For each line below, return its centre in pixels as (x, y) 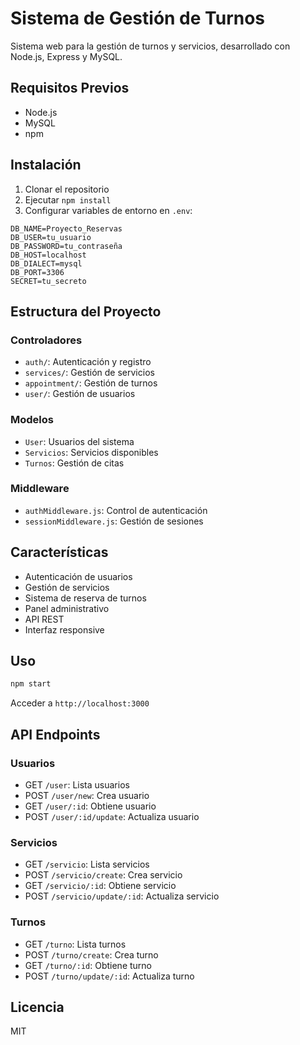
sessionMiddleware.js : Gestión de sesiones (114, 521)
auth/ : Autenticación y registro (88, 362)
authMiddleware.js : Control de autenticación (116, 510)
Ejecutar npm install (68, 199)
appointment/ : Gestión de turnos (91, 383)
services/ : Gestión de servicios (89, 373)
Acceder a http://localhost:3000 (80, 703)
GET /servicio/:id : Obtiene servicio (100, 886)
